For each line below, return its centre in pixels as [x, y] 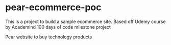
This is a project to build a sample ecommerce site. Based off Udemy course [86, 21]
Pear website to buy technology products [49, 37]
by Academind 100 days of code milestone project [58, 27]
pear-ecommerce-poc [53, 7]
